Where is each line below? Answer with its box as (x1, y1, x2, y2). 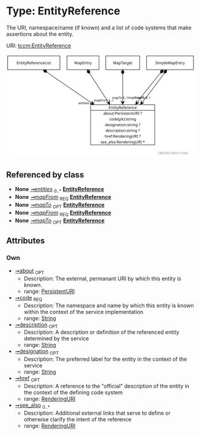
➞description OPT (14, 321, 58, 330)
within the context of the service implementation (23, 308, 144, 315)
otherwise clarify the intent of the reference (23, 415, 132, 423)
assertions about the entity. (6, 30, 74, 37)
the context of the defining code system (23, 389, 123, 396)
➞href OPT (14, 374, 41, 383)
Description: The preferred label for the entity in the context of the (23, 355, 187, 363)
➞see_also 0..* (14, 401, 50, 410)
